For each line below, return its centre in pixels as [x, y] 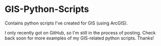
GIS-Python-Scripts [47, 9]
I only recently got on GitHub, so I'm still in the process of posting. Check [80, 32]
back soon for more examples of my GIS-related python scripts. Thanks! [79, 38]
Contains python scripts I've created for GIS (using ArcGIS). [66, 23]
